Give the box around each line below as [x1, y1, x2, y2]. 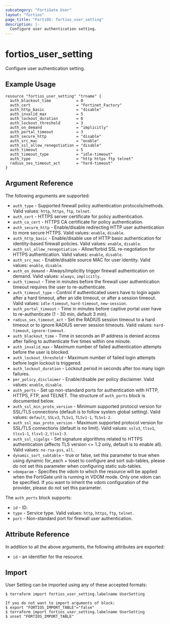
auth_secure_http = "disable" [10, 134, 102, 139]
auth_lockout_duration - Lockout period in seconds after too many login [12, 365, 165, 371]
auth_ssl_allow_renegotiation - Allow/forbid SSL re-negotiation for [12, 246, 155, 252]
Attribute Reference [5, 530, 70, 539]
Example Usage [5, 80, 56, 89]
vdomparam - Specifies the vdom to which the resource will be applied [12, 468, 157, 474]
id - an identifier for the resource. [12, 554, 84, 560]
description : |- [5, 21, 40, 27]
